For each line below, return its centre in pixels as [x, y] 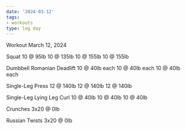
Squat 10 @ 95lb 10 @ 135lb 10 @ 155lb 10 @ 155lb [67, 56]
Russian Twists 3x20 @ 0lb [39, 121]
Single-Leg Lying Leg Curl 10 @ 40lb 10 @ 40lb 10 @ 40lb [77, 97]
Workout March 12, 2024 [37, 45]
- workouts [20, 23]
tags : [13, 17]
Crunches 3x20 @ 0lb [33, 109]
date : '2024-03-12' [30, 12]
